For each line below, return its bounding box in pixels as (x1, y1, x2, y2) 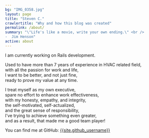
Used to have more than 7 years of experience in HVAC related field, (5, 61, 142, 67)
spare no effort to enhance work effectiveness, (5, 92, 99, 98)
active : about (5, 39, 34, 44)
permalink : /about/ (5, 25, 45, 30)
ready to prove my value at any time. (5, 77, 78, 83)
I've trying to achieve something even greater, (5, 113, 97, 118)
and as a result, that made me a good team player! (5, 118, 106, 123)
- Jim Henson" (5, 35, 36, 39)
